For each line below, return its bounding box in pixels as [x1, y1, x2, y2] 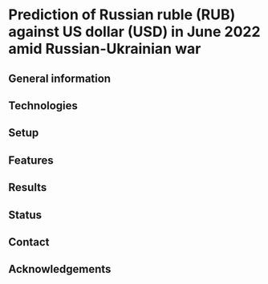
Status [8, 208, 43, 221]
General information [8, 71, 111, 85]
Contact [8, 235, 50, 249]
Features [8, 153, 54, 167]
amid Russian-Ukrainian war [8, 40, 201, 58]
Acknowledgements [8, 262, 112, 276]
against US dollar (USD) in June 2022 [8, 22, 261, 41]
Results [8, 181, 47, 194]
